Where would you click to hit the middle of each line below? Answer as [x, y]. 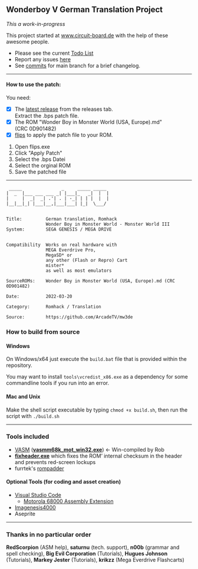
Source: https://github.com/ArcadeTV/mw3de [70, 317]
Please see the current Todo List [54, 53]
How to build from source [43, 332]
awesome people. [28, 41]
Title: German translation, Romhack [62, 219]
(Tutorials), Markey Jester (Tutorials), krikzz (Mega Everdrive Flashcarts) [95, 560]
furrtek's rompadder [39, 468]
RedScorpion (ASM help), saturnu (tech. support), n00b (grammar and [93, 547]
